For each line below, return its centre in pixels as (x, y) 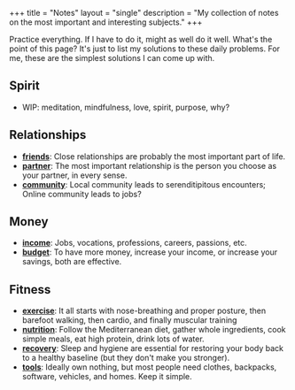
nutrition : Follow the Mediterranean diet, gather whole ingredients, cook (154, 330)
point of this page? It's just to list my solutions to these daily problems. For (145, 49)
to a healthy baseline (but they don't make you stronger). (126, 358)
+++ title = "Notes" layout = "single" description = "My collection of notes (144, 13)
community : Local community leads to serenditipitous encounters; (144, 184)
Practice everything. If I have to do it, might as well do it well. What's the (141, 39)
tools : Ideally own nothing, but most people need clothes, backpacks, (149, 367)
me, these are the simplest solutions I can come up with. (112, 58)
